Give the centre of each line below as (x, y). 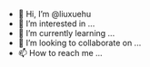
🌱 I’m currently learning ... (66, 33)
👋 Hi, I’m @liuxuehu (55, 14)
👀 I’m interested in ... (56, 24)
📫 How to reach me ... (60, 53)
